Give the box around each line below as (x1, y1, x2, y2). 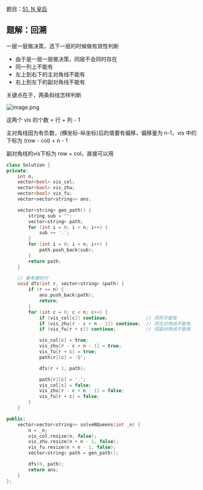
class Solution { (6, 161, 51, 168)
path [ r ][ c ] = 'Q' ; (39, 354, 86, 360)
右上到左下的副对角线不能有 (15, 78, 86, 86)
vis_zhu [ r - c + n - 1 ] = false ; (39, 388, 125, 394)
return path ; (28, 258, 62, 264)
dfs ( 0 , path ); (28, 461, 64, 467)
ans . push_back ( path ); (39, 292, 95, 299)
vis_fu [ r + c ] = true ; (39, 349, 97, 355)
